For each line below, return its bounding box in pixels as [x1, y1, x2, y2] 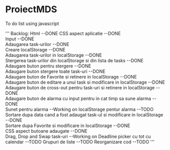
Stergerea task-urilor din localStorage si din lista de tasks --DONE [5, 57, 144, 63]
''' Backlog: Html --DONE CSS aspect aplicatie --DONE [5, 30, 121, 36]
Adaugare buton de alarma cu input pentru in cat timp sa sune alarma [5, 95, 152, 102]
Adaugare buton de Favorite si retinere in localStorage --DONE [5, 73, 137, 80]
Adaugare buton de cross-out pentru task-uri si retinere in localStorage [5, 84, 155, 90]
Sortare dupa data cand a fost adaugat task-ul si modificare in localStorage [5, 111, 163, 118]
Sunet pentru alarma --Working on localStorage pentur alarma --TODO [5, 106, 154, 112]
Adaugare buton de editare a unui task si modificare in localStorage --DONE [5, 79, 165, 85]
